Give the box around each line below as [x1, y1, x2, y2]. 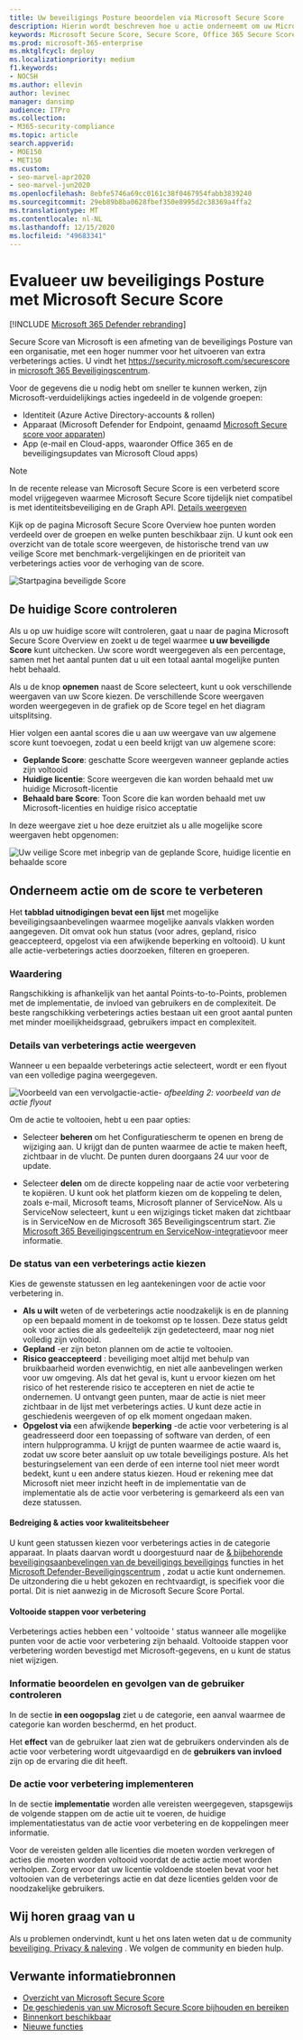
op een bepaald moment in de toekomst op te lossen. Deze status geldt [22, 1314, 289, 1326]
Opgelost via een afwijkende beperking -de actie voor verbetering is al [22, 1420, 289, 1430]
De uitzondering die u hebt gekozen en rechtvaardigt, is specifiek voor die [9, 1576, 285, 1587]
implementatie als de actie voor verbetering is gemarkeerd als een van [22, 1487, 285, 1498]
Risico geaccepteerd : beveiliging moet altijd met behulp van [22, 1353, 250, 1364]
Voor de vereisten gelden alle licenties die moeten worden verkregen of [9, 1844, 275, 1855]
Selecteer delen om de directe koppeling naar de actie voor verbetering [22, 1178, 289, 1189]
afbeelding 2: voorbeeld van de [163, 1087, 281, 1098]
